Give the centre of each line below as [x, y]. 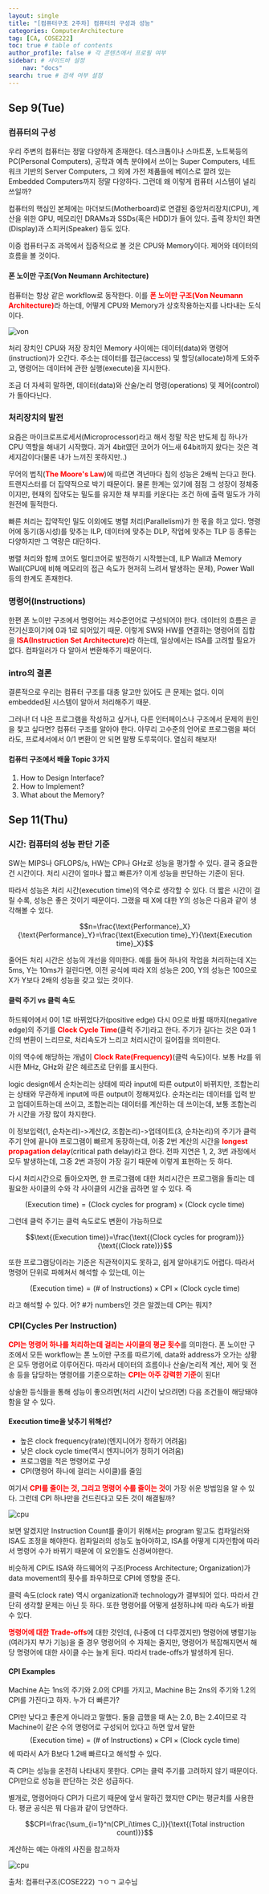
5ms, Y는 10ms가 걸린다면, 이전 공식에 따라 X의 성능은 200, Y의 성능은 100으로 [133, 970]
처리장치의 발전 [36, 418]
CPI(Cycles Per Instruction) [63, 1326]
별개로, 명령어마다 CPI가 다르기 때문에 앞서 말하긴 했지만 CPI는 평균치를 [120, 1798]
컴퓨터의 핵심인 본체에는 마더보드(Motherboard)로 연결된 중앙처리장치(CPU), [129, 209]
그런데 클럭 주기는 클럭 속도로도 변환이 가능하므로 [86, 1221]
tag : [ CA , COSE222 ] [41, 38]
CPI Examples [32, 1671]
